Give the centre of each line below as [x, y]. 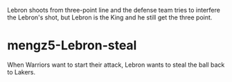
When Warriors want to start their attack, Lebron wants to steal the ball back [116, 65]
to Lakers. [21, 72]
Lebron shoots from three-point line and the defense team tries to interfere [114, 10]
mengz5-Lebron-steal [72, 46]
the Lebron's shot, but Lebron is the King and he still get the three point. [110, 17]
